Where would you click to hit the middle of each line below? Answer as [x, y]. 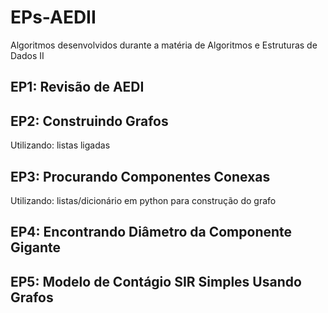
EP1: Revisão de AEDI [77, 87]
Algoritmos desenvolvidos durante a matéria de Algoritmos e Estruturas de [164, 45]
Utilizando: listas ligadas [60, 145]
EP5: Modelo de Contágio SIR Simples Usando [156, 281]
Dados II [27, 55]
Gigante [35, 247]
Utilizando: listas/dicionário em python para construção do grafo [143, 200]
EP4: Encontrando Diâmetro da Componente [151, 232]
